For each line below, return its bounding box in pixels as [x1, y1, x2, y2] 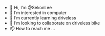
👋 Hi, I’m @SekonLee [9, 5, 52, 10]
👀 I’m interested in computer [9, 10, 67, 16]
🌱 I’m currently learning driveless [9, 15, 77, 20]
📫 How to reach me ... [9, 26, 55, 31]
